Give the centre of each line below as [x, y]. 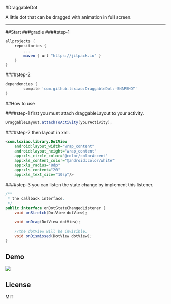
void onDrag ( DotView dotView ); [48, 222]
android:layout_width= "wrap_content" [54, 146]
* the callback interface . [36, 198]
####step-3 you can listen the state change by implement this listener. [79, 184]
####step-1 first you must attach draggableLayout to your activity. [75, 113]
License [18, 284]
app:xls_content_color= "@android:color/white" [65, 161]
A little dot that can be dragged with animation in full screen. [68, 17]
